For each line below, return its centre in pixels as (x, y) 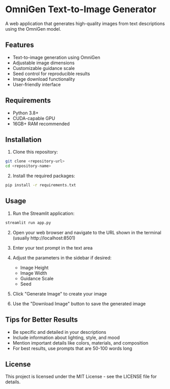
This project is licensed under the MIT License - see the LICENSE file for (81, 377)
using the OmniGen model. (33, 29)
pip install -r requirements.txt (41, 185)
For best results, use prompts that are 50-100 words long (72, 348)
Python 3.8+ (26, 113)
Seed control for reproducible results (51, 74)
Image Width (34, 273)
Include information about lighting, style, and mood (66, 337)
